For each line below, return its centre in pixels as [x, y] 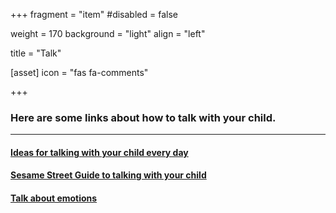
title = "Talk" [36, 53]
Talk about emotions [54, 198]
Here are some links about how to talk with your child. [143, 117]
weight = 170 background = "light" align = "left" [108, 33]
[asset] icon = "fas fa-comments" [79, 72]
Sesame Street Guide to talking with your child [108, 175]
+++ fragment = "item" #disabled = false [94, 14]
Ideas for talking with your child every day [99, 152]
